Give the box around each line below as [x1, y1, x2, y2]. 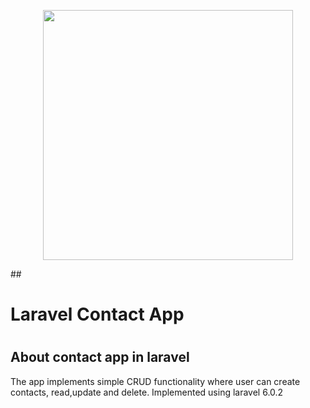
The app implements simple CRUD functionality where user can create [10, 375, 301, 387]
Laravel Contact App [10, 303, 185, 326]
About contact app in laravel [10, 349, 190, 366]
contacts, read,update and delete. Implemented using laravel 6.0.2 [10, 386, 284, 398]
